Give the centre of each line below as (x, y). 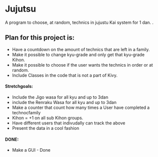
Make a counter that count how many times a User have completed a (81, 107)
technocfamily (26, 112)
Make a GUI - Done (31, 150)
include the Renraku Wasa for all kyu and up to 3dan (64, 102)
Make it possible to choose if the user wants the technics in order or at (82, 65)
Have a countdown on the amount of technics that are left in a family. (81, 49)
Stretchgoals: (19, 87)
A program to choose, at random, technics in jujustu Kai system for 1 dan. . (79, 22)
